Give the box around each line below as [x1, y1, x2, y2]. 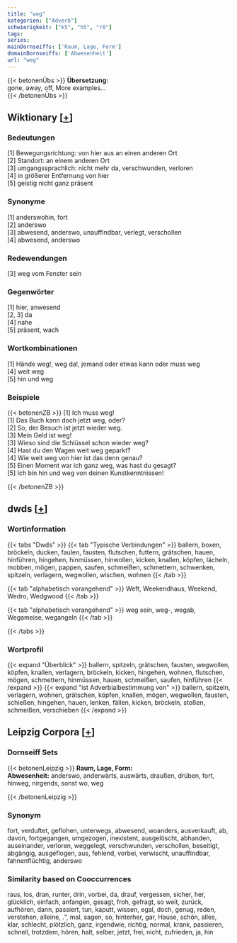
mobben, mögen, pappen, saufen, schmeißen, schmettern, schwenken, [7, 563, 216, 571]
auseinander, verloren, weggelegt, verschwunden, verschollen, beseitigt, [7, 841, 220, 849]
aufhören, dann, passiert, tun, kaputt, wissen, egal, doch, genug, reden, [7, 905, 216, 914]
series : [7, 37, 30, 44]
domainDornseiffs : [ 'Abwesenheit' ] [7, 50, 112, 57]
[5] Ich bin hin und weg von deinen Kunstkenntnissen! [7, 469, 164, 477]
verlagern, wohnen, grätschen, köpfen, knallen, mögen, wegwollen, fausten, [7, 691, 229, 699]
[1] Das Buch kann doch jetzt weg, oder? [7, 415, 125, 424]
